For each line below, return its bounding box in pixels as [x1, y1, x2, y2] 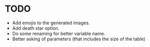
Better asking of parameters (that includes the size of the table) [12, 36, 146, 42]
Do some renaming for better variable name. [12, 30, 106, 36]
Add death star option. [12, 25, 60, 31]
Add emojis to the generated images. [12, 20, 90, 26]
